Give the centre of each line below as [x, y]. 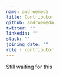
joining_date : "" [27, 45]
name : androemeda [27, 11]
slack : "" [18, 39]
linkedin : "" [22, 34]
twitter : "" [21, 28]
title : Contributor [30, 17]
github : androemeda [30, 22]
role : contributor [30, 50]
